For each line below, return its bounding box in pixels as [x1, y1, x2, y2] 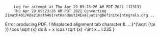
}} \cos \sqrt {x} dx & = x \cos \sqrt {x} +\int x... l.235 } [5, 26, 115, 32]
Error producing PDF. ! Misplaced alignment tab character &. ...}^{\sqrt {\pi [5, 22, 156, 27]
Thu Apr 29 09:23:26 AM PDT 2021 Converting [14, 9, 107, 13]
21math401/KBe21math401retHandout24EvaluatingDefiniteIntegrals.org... [5, 13, 155, 18]
